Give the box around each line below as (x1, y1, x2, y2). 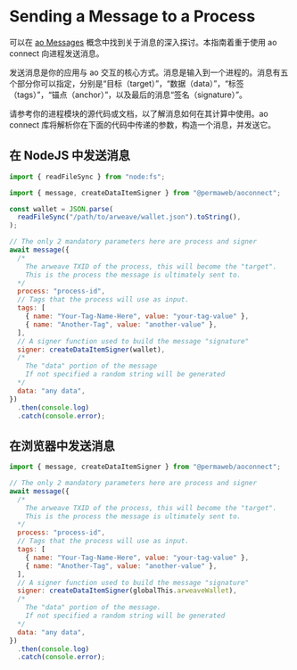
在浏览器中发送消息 (9, 438, 115, 453)
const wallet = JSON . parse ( (9, 204, 114, 213)
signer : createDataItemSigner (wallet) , (17, 345, 166, 354)
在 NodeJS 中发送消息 (9, 148, 131, 163)
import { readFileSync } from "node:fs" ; (9, 172, 166, 181)
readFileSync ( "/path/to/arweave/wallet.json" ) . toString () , (17, 212, 242, 222)
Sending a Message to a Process (9, 6, 256, 27)
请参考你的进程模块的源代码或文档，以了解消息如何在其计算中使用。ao (9, 108, 269, 119)
